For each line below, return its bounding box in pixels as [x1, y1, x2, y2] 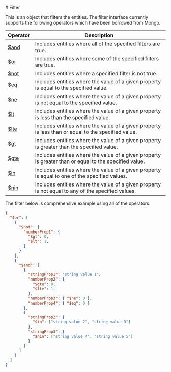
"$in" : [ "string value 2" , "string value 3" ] [32, 319, 131, 325]
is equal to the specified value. [35, 84, 108, 91]
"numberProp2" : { [27, 277, 65, 282]
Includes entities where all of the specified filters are [35, 40, 160, 48]
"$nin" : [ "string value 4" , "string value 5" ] [32, 334, 133, 339]
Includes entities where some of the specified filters [35, 55, 159, 62]
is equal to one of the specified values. [35, 173, 127, 179]
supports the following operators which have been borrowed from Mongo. [5, 20, 161, 26]
